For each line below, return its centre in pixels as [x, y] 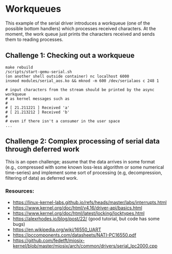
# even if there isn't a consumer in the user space [63, 121]
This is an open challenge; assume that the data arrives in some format [80, 161]
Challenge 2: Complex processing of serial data [83, 141]
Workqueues [33, 9]
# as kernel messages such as [38, 99]
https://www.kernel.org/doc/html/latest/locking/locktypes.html [79, 213]
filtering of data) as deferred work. [42, 178]
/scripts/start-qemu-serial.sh [39, 72]
